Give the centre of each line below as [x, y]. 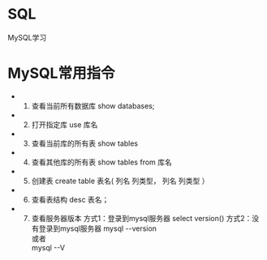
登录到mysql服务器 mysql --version [98, 228]
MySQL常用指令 [61, 73]
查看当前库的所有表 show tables [85, 143]
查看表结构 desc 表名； [70, 199]
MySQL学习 [27, 37]
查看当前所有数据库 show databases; [93, 105]
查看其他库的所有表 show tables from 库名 [101, 162]
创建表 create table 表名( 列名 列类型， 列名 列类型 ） [120, 181]
